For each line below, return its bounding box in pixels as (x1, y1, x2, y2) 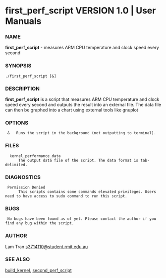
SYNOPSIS (5, 62, 32, 69)
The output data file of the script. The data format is (18, 158, 139, 163)
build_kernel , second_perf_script (5, 267, 72, 273)
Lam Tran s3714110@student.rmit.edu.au (5, 244, 88, 250)
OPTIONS (5, 119, 29, 126)
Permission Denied (7, 185, 46, 190)
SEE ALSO (5, 256, 30, 263)
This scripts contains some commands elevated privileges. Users (18, 189, 156, 194)
